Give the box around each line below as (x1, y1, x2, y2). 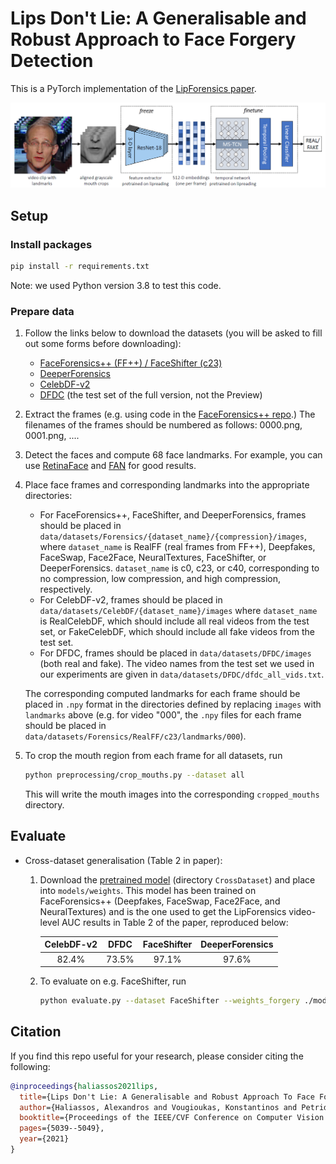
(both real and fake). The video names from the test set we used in (39, 658, 315, 670)
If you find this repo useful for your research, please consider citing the (10, 1050, 304, 1062)
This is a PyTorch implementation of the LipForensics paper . (10, 82, 257, 94)
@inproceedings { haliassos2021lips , (10, 1081, 159, 1091)
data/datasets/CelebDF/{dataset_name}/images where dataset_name (39, 605, 318, 617)
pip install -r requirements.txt (10, 261, 150, 271)
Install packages (10, 237, 93, 251)
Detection (10, 50, 94, 72)
